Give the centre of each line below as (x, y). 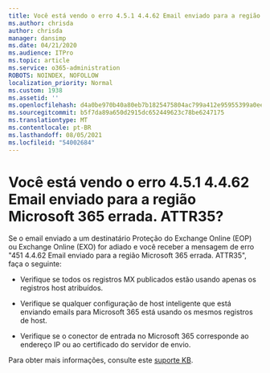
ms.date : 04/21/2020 (43, 46)
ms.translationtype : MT (48, 120)
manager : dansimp (37, 38)
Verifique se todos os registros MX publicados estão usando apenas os (138, 280)
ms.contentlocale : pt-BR (50, 128)
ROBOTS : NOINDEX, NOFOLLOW (53, 75)
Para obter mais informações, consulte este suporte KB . (101, 360)
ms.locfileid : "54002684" (51, 142)
